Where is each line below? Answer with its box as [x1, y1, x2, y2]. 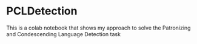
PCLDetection [6, 4, 78, 18]
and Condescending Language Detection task [6, 30, 121, 37]
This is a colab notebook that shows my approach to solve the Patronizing [6, 24, 191, 31]
